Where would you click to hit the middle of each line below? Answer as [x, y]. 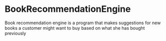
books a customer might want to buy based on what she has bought [75, 28]
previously [15, 33]
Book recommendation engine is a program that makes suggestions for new [83, 23]
